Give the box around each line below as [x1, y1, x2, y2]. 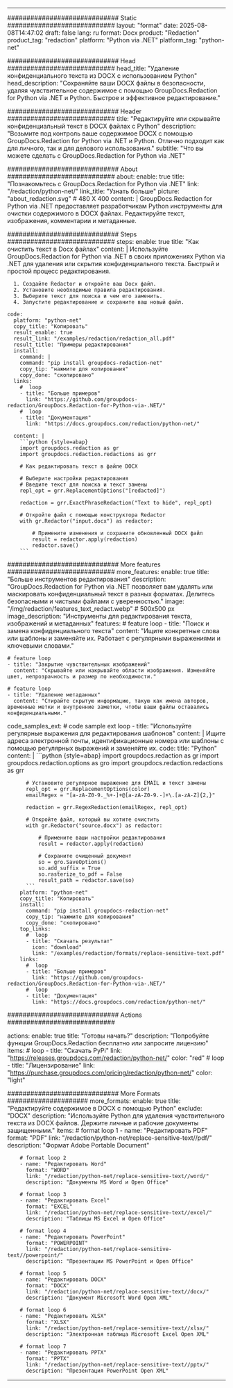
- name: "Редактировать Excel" [19, 1197, 110, 1204]
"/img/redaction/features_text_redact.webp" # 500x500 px [7, 605, 175, 612]
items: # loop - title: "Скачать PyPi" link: [7, 1047, 123, 1054]
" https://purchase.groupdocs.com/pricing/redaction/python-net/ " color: [7, 1068, 213, 1077]
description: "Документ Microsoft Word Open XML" [25, 1294, 172, 1301]
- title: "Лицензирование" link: [7, 1061, 95, 1069]
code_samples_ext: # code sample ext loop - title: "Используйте [7, 722, 192, 730]
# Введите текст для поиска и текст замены [19, 481, 148, 488]
